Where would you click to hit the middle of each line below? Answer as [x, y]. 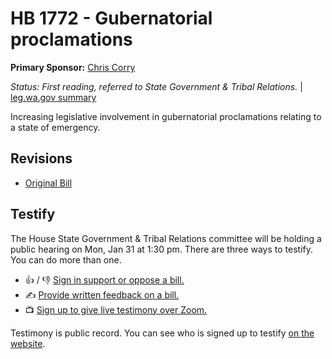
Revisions [41, 158]
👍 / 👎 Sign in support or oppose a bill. [104, 279]
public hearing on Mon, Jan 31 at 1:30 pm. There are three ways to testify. [162, 249]
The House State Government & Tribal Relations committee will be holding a [166, 238]
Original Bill [48, 183]
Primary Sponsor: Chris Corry [73, 67]
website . [28, 343]
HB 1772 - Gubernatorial [111, 18]
